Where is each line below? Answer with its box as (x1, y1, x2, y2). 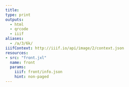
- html (10, 21, 24, 27)
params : (10, 64, 27, 70)
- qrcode (10, 27, 29, 32)
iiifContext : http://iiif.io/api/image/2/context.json (5, 46, 124, 51)
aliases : (5, 36, 24, 41)
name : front (10, 60, 36, 65)
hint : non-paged (14, 74, 49, 79)
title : (5, 7, 19, 13)
